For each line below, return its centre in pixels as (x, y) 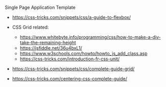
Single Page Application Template (40, 7)
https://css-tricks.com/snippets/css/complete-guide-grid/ (73, 69)
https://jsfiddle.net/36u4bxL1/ (51, 48)
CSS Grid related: (30, 27)
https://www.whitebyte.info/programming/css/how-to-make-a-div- (90, 37)
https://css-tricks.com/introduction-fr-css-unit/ (70, 59)
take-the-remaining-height (48, 42)
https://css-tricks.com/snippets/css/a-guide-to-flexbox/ (72, 17)
